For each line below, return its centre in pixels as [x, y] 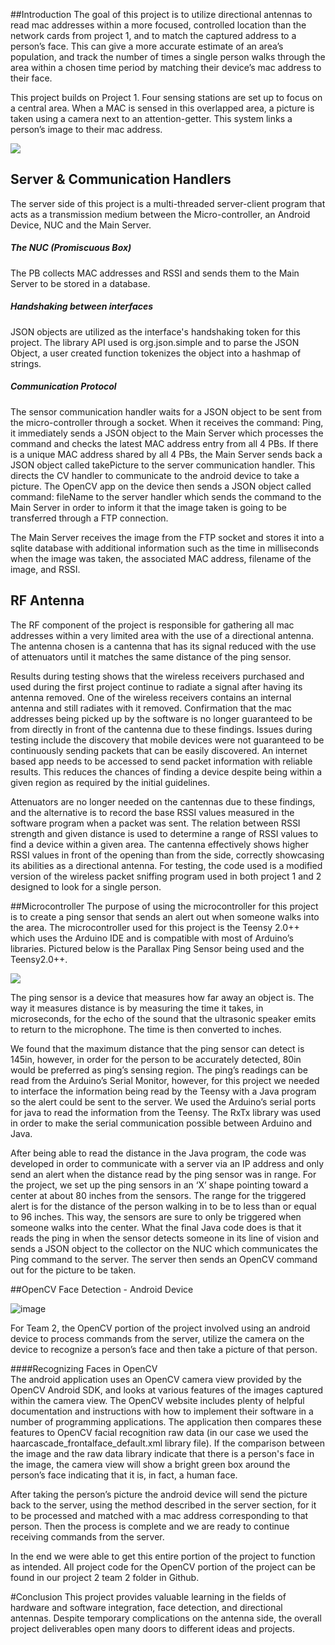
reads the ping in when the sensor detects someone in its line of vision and [165, 1238]
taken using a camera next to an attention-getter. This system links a [151, 118]
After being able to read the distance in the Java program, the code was [158, 1153]
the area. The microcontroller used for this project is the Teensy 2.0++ [155, 927]
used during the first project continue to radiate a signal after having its [156, 686]
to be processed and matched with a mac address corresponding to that [159, 1515]
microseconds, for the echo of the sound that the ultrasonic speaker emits [163, 1018]
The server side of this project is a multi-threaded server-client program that [168, 203]
